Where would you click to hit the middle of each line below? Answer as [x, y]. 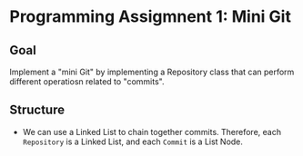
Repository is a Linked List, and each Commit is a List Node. [133, 141]
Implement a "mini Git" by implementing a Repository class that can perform [152, 72]
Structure [37, 110]
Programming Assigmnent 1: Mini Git [150, 17]
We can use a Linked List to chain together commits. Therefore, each [152, 132]
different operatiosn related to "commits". [87, 82]
